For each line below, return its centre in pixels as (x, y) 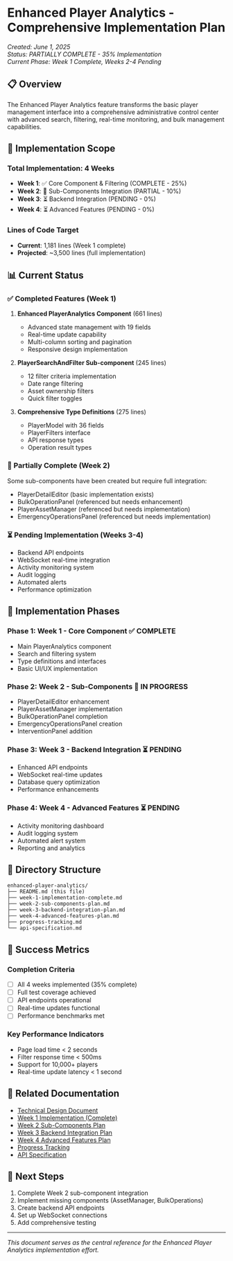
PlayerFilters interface (59, 433)
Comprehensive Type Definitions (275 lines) (82, 412)
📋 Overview (35, 84)
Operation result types (60, 448)
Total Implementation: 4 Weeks (61, 168)
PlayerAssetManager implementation (70, 709)
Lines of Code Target (43, 230)
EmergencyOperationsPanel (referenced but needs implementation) (114, 516)
